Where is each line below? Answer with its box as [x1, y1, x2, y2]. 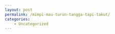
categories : [5, 16, 30, 21]
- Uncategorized [14, 21, 49, 26]
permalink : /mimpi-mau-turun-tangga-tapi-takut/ [5, 12, 110, 17]
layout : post [5, 7, 33, 12]
